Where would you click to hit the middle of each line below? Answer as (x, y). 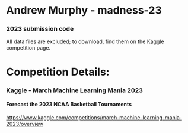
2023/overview (25, 124)
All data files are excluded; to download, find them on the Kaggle (85, 41)
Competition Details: (58, 72)
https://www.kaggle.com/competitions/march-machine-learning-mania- (94, 117)
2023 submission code (40, 29)
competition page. (28, 48)
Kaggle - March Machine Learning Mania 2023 (75, 90)
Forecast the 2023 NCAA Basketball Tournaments (69, 105)
